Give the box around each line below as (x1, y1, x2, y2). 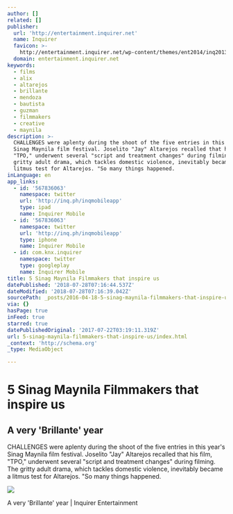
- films (13, 68, 36, 75)
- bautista (13, 101, 45, 108)
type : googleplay (19, 262, 70, 269)
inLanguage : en (7, 172, 51, 179)
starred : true (7, 320, 49, 327)
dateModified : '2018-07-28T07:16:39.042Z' (7, 288, 132, 295)
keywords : (7, 62, 36, 69)
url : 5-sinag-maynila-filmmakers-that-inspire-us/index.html (7, 333, 188, 340)
